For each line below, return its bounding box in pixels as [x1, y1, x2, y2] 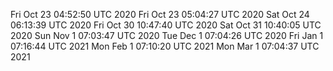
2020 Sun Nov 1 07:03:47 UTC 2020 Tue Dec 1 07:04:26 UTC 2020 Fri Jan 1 [10, 30, 324, 41]
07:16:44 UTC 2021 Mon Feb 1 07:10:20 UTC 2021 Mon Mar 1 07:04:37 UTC [10, 40, 320, 52]
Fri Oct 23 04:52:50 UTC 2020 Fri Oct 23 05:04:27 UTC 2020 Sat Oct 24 [10, 9, 310, 20]
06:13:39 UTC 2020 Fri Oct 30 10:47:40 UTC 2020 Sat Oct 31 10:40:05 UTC [10, 19, 322, 31]
